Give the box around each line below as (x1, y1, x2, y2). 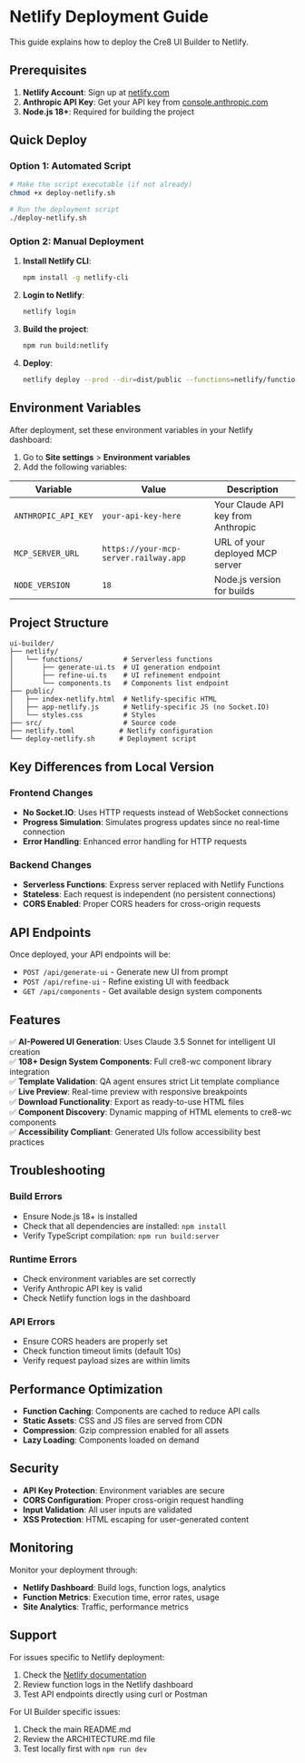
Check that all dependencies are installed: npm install (22, 1220, 227, 1231)
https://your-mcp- (102, 543, 182, 554)
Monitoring (9, 1541, 74, 1556)
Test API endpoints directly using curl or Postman (22, 1689, 208, 1699)
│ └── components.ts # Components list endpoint (9, 679, 230, 688)
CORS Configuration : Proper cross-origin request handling (22, 1494, 244, 1505)
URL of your (213, 536, 266, 548)
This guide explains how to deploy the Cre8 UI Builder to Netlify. (9, 36, 250, 47)
